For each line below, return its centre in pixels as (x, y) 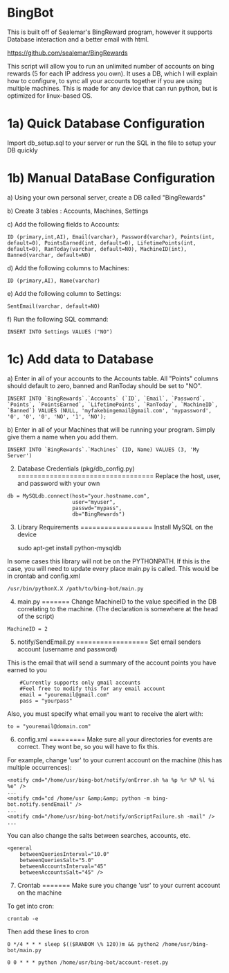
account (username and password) (67, 649)
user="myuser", (94, 502)
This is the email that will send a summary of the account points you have (112, 663)
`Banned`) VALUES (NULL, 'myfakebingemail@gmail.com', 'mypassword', (110, 410)
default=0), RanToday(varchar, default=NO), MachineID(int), (97, 249)
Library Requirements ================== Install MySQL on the (115, 527)
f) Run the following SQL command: (58, 319)
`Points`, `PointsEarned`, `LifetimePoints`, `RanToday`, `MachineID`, (112, 404)
